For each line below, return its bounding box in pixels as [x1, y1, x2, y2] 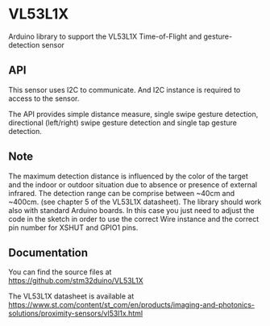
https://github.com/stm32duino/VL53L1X [8, 276, 143, 286]
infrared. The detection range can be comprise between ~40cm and [8, 188, 235, 198]
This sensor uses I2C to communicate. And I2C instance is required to [8, 85, 241, 94]
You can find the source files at [8, 267, 112, 277]
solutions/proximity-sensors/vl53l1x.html [8, 308, 143, 319]
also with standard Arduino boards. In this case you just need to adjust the [8, 205, 255, 215]
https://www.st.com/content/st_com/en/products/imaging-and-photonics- [8, 300, 255, 310]
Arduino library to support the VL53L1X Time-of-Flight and [8, 31, 202, 41]
